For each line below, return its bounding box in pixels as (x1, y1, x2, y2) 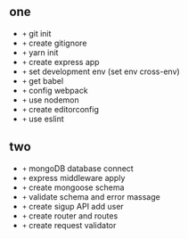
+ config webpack (21, 85, 88, 95)
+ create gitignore (21, 37, 87, 48)
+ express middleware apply (21, 172, 126, 183)
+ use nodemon (21, 95, 80, 105)
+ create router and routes (21, 210, 119, 221)
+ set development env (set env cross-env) (21, 66, 180, 77)
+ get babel (21, 75, 64, 86)
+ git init (21, 28, 52, 38)
